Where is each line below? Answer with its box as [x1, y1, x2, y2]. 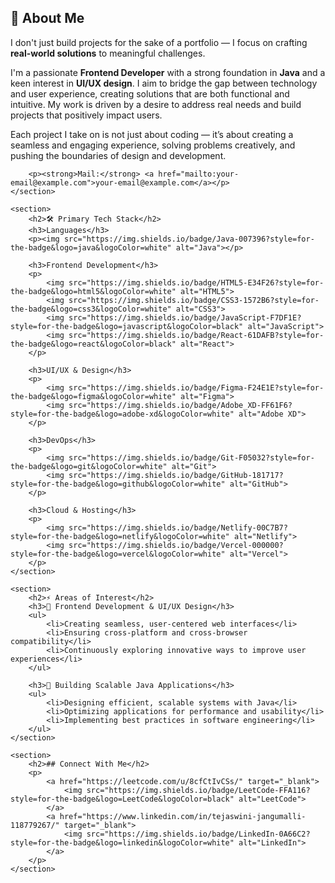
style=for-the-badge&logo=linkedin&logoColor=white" [10, 837, 235, 848]
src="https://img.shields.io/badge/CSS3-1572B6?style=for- [68, 295, 320, 305]
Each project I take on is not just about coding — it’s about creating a [10, 128, 294, 140]
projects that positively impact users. [10, 109, 163, 121]
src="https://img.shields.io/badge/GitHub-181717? [68, 470, 284, 480]
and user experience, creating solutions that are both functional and [10, 87, 290, 100]
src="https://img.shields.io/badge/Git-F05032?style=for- [68, 452, 315, 463]
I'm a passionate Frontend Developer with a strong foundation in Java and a [10, 66, 326, 78]
